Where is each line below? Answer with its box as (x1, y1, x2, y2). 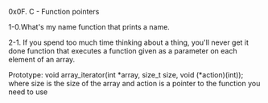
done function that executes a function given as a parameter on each (8, 46, 237, 55)
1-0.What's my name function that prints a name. (8, 22, 171, 31)
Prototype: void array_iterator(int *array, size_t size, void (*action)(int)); (8, 70, 244, 79)
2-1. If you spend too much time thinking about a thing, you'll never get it (8, 38, 249, 47)
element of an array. (8, 55, 76, 64)
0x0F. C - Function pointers (8, 7, 100, 16)
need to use (8, 87, 48, 97)
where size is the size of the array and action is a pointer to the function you (8, 79, 261, 88)
